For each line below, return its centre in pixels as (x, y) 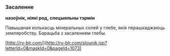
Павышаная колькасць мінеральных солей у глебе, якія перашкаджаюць (85, 28)
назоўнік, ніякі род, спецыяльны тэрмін (50, 18)
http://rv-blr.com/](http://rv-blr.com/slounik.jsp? (57, 43)
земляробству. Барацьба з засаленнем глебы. (56, 33)
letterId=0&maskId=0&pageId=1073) (43, 48)
